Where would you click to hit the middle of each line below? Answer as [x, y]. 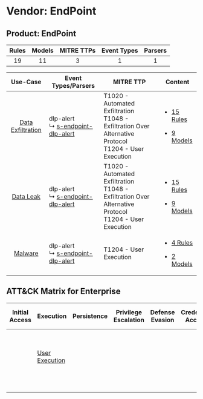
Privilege [129, 312]
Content [177, 82]
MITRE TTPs [78, 51]
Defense [163, 312]
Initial [20, 312]
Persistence [90, 316]
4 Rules [182, 242]
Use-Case [26, 82]
